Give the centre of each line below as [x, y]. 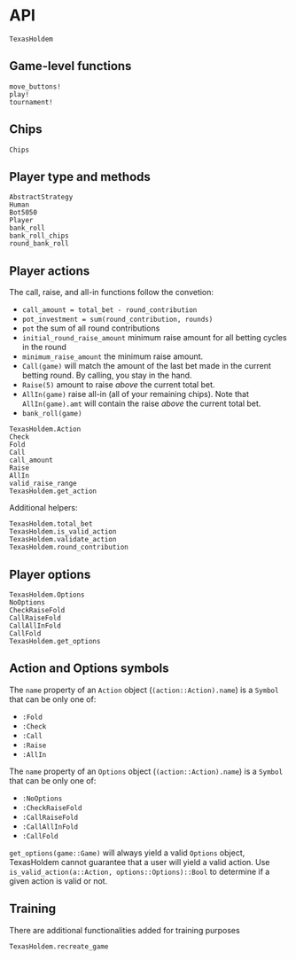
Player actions [50, 271]
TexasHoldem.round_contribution [69, 547]
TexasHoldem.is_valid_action [63, 532]
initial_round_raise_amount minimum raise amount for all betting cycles [154, 338]
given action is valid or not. [58, 881]
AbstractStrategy [41, 197]
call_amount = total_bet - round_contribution [109, 310]
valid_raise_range [43, 484]
